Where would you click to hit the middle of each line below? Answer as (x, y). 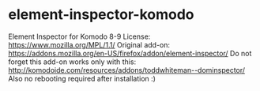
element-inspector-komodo (101, 15)
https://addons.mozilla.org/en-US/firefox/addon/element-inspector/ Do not (130, 53)
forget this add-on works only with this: (72, 62)
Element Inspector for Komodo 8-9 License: (79, 36)
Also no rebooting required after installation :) (82, 78)
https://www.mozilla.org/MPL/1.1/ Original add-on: (89, 44)
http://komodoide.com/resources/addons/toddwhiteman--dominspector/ (127, 70)
